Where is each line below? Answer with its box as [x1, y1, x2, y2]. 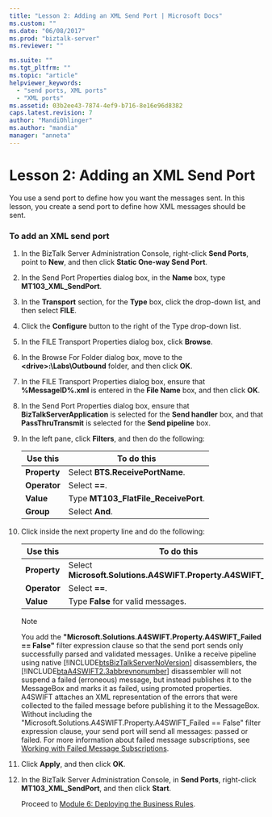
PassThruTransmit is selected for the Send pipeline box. [20, 417, 211, 428]
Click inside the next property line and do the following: [20, 526, 205, 536]
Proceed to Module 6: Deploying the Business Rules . [20, 798, 196, 808]
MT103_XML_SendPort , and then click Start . [20, 783, 172, 793]
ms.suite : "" [9, 57, 53, 65]
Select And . [68, 505, 114, 517]
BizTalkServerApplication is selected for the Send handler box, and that [20, 409, 264, 419]
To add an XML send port [9, 230, 110, 241]
